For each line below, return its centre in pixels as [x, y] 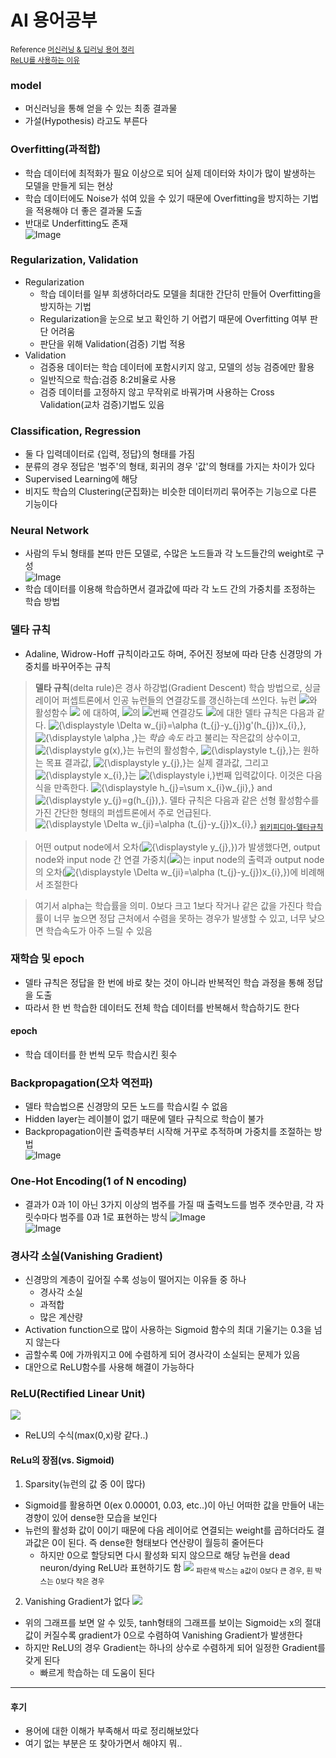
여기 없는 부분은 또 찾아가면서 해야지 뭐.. [103, 1743]
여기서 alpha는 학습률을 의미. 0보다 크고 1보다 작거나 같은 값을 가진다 [169, 905]
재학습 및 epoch [47, 959]
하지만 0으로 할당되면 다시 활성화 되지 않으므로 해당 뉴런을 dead [165, 1555]
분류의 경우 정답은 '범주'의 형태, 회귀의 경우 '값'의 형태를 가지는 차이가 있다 [170, 467]
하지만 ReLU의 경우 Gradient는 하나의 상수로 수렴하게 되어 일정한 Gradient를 [175, 1648]
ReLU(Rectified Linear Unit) [78, 1393]
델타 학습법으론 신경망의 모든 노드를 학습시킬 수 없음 [126, 1107]
